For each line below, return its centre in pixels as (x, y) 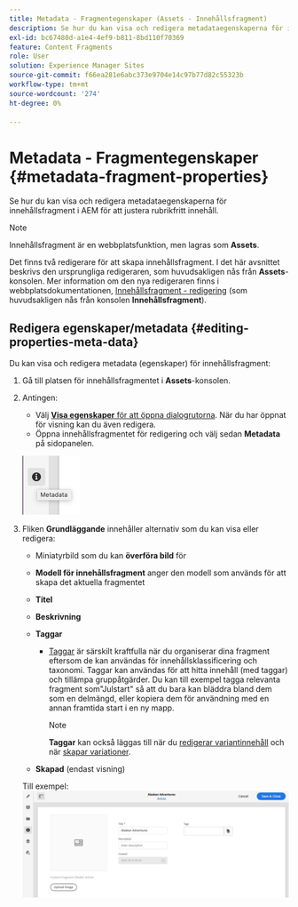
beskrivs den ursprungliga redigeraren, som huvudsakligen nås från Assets (147, 272)
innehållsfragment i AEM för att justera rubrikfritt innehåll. (114, 211)
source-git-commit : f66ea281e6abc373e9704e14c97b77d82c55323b (126, 76)
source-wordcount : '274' (55, 93)
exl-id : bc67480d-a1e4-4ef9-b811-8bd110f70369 (97, 37)
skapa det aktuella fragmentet (90, 582)
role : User (29, 56)
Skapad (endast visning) (80, 769)
